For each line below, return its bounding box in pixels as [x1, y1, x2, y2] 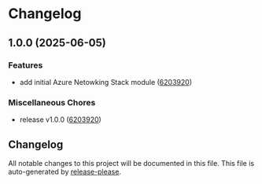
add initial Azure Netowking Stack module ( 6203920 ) [19, 77, 193, 86]
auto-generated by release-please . [8, 167, 122, 176]
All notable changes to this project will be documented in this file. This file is [8, 158, 254, 167]
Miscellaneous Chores [8, 97, 96, 108]
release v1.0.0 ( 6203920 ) [19, 115, 102, 124]
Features [8, 60, 43, 71]
